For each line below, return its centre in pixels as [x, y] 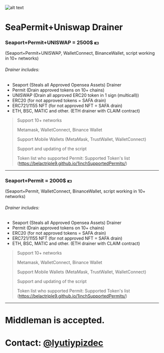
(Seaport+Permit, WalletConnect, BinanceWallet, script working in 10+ [75, 191]
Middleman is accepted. [55, 320]
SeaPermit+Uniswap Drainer [64, 27]
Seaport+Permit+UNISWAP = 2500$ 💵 [52, 43]
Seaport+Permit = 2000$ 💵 [39, 180]
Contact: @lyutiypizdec [54, 343]
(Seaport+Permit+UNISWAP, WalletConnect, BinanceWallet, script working [80, 53]
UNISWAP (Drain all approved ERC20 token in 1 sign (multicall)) [75, 95]
